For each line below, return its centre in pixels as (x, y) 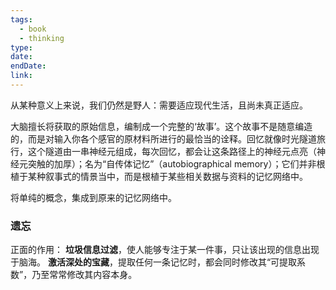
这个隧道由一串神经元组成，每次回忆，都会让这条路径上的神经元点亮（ (172, 151)
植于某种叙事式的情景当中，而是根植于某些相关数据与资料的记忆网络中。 (159, 176)
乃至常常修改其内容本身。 (84, 275)
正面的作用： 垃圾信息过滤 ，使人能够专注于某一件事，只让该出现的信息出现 (165, 250)
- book (33, 29)
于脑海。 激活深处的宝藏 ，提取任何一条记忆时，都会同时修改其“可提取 (154, 262)
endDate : (28, 66)
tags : (21, 19)
